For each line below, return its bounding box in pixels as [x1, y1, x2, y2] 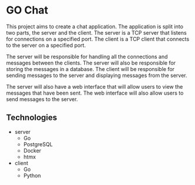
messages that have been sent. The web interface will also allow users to [6, 89, 184, 96]
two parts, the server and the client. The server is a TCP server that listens [6, 29, 187, 36]
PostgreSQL [23, 140, 53, 147]
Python [23, 171, 41, 179]
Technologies [6, 113, 58, 123]
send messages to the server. [6, 95, 78, 103]
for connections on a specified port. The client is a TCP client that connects [6, 35, 190, 42]
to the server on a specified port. [6, 42, 86, 49]
